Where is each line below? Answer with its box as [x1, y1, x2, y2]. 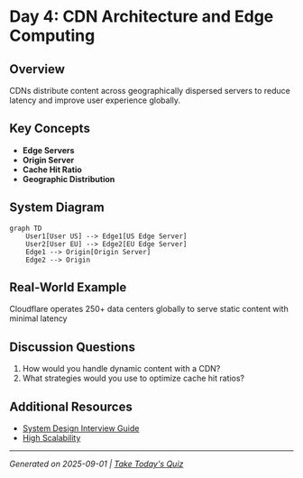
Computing [9, 25, 96, 46]
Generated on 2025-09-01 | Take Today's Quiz [9, 458, 184, 470]
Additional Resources [9, 399, 133, 414]
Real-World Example [9, 280, 127, 295]
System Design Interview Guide [22, 423, 140, 434]
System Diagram [9, 200, 106, 216]
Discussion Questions [9, 339, 135, 354]
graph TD [9, 224, 42, 233]
